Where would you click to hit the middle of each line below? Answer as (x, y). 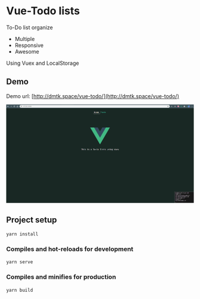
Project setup (32, 220)
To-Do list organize (30, 27)
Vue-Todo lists (43, 11)
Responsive (29, 45)
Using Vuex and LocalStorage (43, 63)
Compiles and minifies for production (61, 277)
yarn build (20, 290)
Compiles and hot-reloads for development (70, 249)
